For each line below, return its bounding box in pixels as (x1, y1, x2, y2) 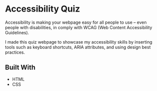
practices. (5, 49, 25, 55)
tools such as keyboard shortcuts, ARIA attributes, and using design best (5, 44, 151, 50)
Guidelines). (5, 30, 29, 35)
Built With (5, 63, 35, 72)
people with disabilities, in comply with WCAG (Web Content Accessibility (5, 24, 152, 30)
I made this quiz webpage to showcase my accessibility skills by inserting (5, 39, 153, 45)
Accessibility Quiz (5, 3, 80, 15)
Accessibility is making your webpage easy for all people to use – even (5, 19, 147, 25)
